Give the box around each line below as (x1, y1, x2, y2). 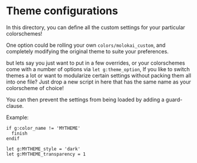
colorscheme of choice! (6, 84, 64, 91)
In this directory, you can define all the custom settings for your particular (6, 24, 185, 31)
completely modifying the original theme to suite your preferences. (6, 47, 169, 55)
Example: (6, 114, 29, 121)
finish (11, 130, 28, 136)
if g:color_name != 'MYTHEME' (6, 125, 81, 131)
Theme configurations (6, 4, 118, 18)
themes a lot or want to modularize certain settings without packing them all (6, 72, 191, 79)
